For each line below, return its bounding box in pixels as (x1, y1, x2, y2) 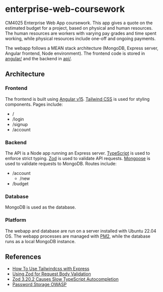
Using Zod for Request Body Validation (12, 271, 91, 277)
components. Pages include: (5, 101, 63, 107)
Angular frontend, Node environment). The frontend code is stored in (5, 50, 145, 56)
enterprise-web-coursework (5, 3, 125, 15)
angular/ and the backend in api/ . (5, 55, 72, 61)
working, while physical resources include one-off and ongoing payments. (5, 36, 156, 42)
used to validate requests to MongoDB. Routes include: (5, 161, 117, 167)
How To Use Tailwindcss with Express (12, 266, 90, 272)
